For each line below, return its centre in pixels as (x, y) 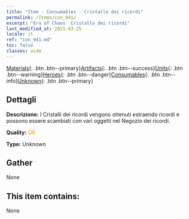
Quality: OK (21, 132)
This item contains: (43, 196)
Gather (19, 163)
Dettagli (21, 100)
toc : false (20, 46)
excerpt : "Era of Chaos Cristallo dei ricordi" (68, 23)
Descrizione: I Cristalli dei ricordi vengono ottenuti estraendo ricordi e (93, 114)
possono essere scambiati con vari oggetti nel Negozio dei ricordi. (88, 120)
